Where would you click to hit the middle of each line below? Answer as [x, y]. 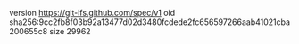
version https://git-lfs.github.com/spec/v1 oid [92, 13]
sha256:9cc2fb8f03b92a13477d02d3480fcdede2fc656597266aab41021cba [150, 22]
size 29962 [70, 31]
